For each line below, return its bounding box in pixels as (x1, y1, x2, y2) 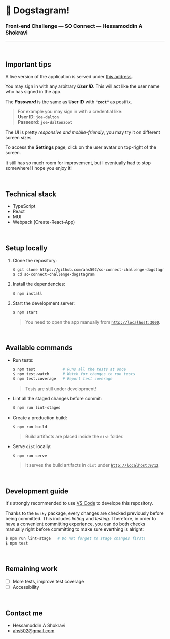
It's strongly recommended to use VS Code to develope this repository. (5, 500, 153, 506)
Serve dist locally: (12, 443, 52, 449)
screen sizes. (5, 135, 33, 141)
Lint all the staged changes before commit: (12, 395, 102, 401)
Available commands (5, 343, 73, 352)
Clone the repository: (12, 257, 57, 263)
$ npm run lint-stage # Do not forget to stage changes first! (5, 536, 146, 541)
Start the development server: (12, 300, 75, 306)
